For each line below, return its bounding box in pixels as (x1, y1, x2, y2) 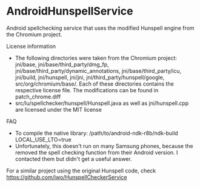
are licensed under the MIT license (15, 106, 102, 113)
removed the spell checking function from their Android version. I (15, 149, 178, 156)
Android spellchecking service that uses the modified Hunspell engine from (6, 24, 195, 32)
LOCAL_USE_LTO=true (15, 135, 72, 143)
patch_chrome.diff (15, 93, 61, 100)
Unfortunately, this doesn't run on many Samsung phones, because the (15, 142, 193, 149)
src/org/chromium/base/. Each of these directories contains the (15, 80, 174, 87)
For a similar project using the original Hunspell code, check (6, 167, 156, 174)
